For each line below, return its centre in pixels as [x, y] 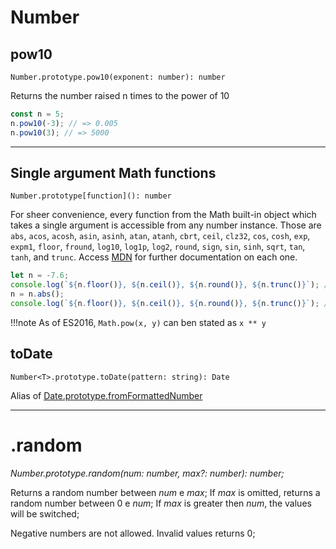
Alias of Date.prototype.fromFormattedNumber [106, 395]
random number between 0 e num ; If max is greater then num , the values [161, 503]
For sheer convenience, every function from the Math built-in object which [163, 215]
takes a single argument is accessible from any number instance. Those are [166, 225]
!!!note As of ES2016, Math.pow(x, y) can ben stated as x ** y [138, 322]
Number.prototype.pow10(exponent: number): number [118, 77]
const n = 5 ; [37, 114]
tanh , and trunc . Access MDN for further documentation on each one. [154, 257]
